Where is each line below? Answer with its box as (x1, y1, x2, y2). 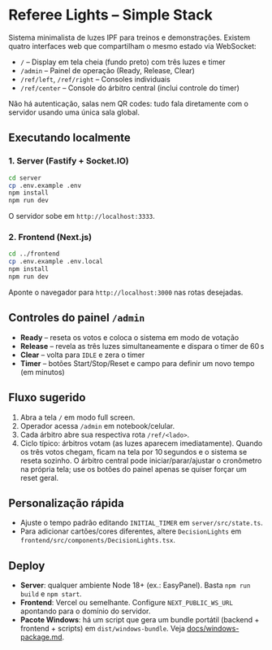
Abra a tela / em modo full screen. (19, 412, 136, 422)
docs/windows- (186, 624, 240, 634)
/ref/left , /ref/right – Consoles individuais (19, 74, 171, 84)
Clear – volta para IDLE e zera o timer (19, 350, 145, 360)
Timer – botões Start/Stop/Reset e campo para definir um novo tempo (19, 358, 255, 368)
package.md (19, 632, 63, 642)
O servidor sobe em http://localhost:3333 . (8, 212, 156, 221)
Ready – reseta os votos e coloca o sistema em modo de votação (19, 332, 240, 342)
